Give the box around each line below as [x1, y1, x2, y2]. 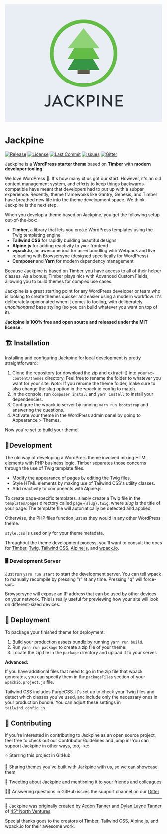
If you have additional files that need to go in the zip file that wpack [5, 668, 143, 674]
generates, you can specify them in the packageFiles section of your [5, 673, 145, 680]
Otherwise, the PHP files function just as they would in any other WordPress [5, 515, 161, 521]
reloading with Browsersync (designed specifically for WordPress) [12, 253, 148, 259]
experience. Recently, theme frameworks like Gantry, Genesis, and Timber [5, 191, 158, 197]
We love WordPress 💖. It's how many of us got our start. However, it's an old [5, 175, 162, 181]
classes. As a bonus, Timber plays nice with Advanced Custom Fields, [5, 273, 149, 279]
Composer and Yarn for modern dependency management [12, 258, 134, 264]
